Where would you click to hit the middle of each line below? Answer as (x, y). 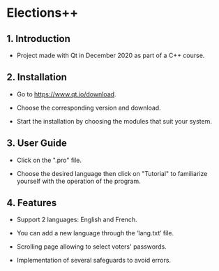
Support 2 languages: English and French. (77, 220)
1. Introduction (38, 39)
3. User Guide (37, 144)
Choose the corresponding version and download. (89, 108)
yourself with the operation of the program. (78, 181)
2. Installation (37, 77)
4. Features (32, 203)
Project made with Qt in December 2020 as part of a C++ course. (111, 55)
